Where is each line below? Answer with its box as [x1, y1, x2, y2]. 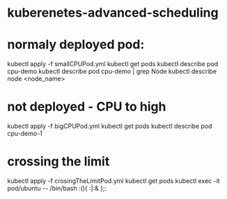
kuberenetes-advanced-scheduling [7, 5, 219, 21]
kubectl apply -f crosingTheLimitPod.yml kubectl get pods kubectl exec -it [7, 177, 221, 185]
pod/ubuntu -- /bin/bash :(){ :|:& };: [7, 184, 107, 192]
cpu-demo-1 [7, 129, 43, 138]
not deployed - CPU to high [7, 99, 166, 115]
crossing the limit [7, 154, 110, 170]
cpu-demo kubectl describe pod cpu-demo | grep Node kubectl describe [7, 67, 217, 76]
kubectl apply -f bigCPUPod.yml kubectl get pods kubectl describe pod [7, 122, 212, 130]
